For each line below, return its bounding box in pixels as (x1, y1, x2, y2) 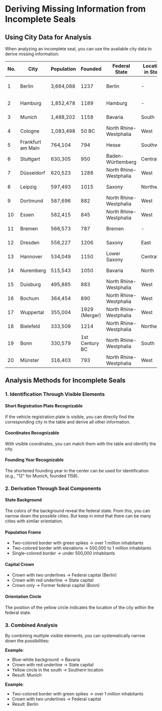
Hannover (20, 253, 42, 260)
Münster (20, 357, 40, 363)
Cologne (20, 128, 40, 134)
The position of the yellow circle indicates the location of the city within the (5, 604, 154, 610)
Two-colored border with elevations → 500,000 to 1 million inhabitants (12, 545, 151, 551)
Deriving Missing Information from (5, 3, 146, 15)
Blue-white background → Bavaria (12, 656, 81, 663)
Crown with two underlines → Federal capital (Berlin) (12, 572, 117, 578)
